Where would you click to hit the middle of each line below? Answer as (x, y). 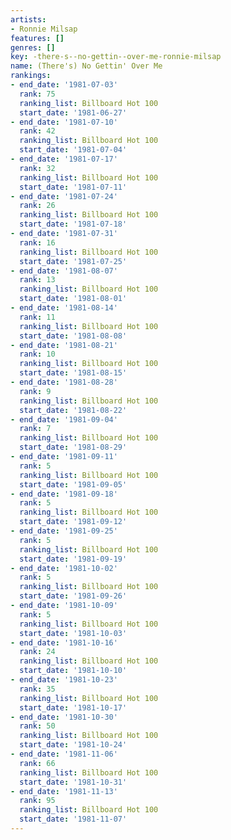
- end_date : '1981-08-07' (64, 271)
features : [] (37, 38)
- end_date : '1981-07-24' (64, 196)
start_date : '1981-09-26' (73, 596)
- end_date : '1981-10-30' (64, 717)
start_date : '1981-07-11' (73, 187)
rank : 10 (37, 354)
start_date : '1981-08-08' (73, 336)
